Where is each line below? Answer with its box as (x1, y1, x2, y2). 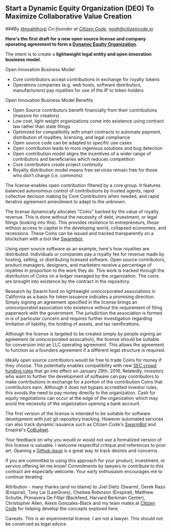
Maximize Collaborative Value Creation (5, 12, 132, 21)
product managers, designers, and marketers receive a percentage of (5, 262, 152, 268)
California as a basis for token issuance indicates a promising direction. (5, 293, 155, 300)
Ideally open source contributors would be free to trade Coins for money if (5, 357, 162, 363)
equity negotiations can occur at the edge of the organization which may (5, 395, 158, 401)
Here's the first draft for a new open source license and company (5, 35, 146, 41)
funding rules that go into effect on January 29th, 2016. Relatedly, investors (5, 368, 164, 374)
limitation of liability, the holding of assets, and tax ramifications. (5, 321, 140, 327)
